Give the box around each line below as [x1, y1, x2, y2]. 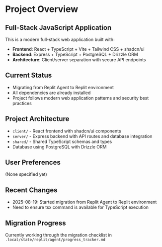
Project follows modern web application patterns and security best [12, 95, 149, 101]
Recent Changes [5, 186, 58, 194]
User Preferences [5, 158, 61, 167]
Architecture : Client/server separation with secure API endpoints [12, 57, 146, 63]
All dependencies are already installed [12, 90, 91, 96]
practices [12, 100, 32, 106]
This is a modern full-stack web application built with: [5, 36, 115, 42]
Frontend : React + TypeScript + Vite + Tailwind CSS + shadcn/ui [12, 46, 145, 52]
